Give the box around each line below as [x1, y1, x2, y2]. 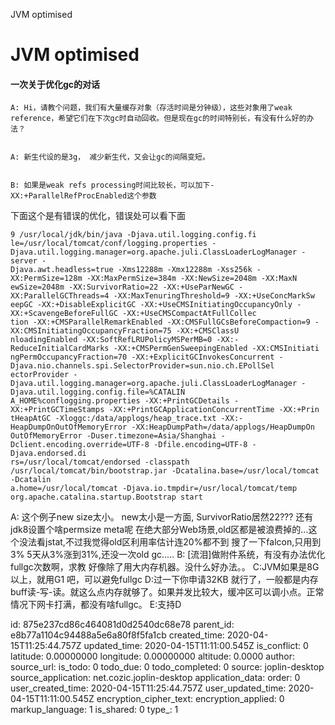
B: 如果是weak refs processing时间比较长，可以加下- [10, 180, 215, 191]
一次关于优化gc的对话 [10, 78, 101, 90]
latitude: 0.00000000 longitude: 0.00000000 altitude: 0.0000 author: [10, 650, 295, 663]
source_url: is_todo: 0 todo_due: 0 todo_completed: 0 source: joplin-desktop [10, 661, 325, 673]
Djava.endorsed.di [10, 449, 87, 459]
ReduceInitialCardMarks [10, 344, 110, 354]
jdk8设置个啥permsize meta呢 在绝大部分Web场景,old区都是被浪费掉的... [10, 524, 309, 536]
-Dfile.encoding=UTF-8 [153, 440, 248, 450]
